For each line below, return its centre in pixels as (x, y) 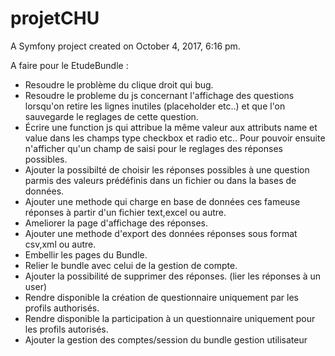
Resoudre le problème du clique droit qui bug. (119, 84)
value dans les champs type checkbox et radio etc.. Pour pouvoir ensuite (175, 138)
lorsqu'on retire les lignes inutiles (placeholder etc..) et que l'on (155, 106)
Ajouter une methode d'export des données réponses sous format (161, 233)
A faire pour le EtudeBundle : (69, 65)
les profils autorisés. (66, 329)
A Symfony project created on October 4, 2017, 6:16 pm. (125, 46)
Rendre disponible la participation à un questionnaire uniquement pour (170, 318)
